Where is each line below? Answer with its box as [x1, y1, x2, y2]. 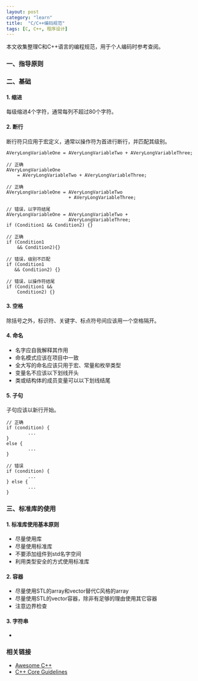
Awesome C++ [14, 662, 53, 669]
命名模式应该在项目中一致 [14, 354, 79, 361]
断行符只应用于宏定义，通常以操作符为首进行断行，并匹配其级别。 [6, 137, 170, 145]
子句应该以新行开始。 [6, 406, 59, 414]
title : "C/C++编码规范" [6, 20, 65, 26]
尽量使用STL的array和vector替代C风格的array [14, 587, 129, 595]
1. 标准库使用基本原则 [6, 521, 59, 528]
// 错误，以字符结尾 [6, 206, 51, 212]
